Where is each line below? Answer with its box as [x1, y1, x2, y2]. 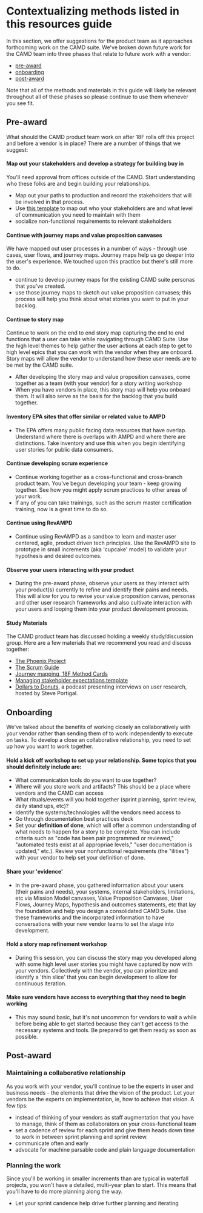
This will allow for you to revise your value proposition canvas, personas [15, 593, 196, 600]
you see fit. [6, 99, 35, 107]
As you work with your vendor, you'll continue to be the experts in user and [6, 1082, 194, 1090]
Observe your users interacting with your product [6, 566, 135, 573]
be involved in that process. [15, 198, 85, 205]
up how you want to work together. [6, 742, 94, 750]
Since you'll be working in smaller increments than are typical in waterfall [6, 1175, 189, 1182]
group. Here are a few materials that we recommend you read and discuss [6, 639, 192, 647]
